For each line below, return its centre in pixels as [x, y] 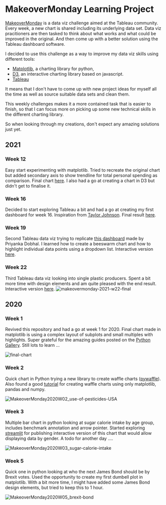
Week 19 [16, 227]
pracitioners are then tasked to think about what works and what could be [81, 33]
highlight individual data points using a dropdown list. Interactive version [79, 249]
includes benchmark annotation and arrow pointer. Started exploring [75, 428]
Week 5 [14, 461]
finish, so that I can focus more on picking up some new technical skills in [81, 109]
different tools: [20, 59]
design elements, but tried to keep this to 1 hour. [54, 488]
